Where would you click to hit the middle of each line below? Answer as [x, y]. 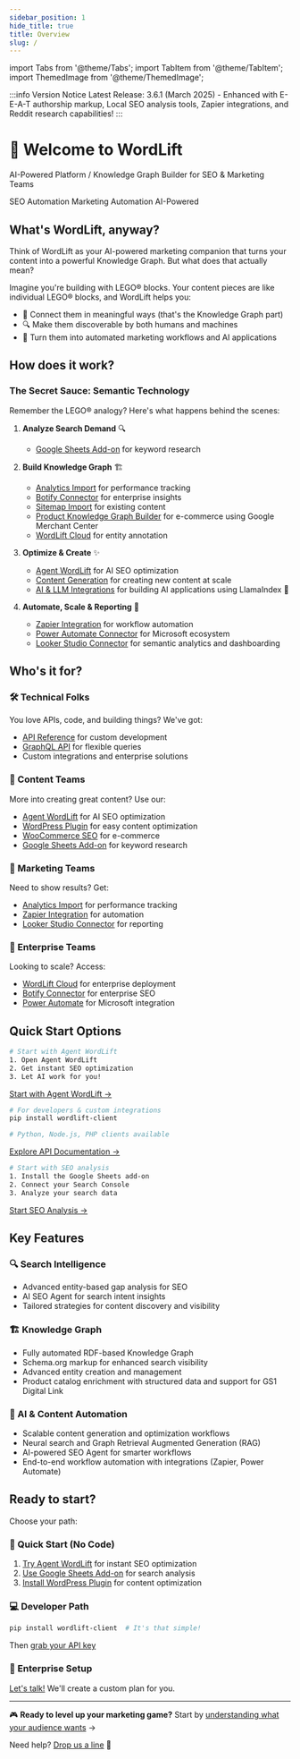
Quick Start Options [66, 1031]
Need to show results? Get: [59, 888]
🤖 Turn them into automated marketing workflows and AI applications [149, 337]
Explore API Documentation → [65, 1151]
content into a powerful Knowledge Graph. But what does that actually [138, 261]
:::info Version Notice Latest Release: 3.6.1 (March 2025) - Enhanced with [144, 95]
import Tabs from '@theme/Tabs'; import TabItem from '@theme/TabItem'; [146, 68]
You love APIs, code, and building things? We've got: [106, 720]
